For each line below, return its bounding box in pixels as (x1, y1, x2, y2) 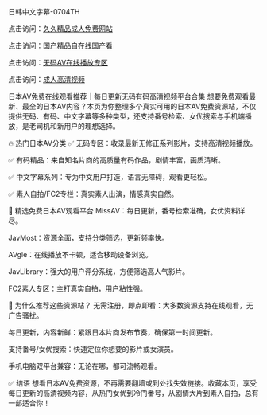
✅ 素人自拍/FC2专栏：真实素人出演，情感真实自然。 (8, 190, 179, 198)
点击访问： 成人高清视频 (8, 75, 85, 84)
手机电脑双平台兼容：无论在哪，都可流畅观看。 (8, 362, 161, 370)
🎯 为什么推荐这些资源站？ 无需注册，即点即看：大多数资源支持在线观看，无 (8, 301, 254, 310)
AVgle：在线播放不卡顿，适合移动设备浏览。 (8, 250, 153, 259)
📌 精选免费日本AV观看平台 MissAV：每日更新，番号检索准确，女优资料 (8, 206, 238, 215)
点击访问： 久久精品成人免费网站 (8, 24, 113, 33)
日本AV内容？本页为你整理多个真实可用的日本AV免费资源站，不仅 (42, 102, 257, 111)
